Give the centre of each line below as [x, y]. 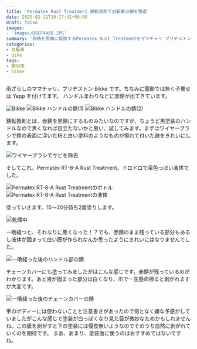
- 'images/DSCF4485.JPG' [36, 33]
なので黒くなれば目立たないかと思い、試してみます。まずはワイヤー [98, 128]
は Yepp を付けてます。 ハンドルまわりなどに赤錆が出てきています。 [88, 96]
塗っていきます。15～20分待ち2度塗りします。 [62, 207]
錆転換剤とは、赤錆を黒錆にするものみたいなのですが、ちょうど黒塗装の [93, 121]
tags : [13, 60]
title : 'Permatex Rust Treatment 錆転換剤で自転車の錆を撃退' [78, 11]
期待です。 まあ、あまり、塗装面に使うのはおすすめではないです [104, 333]
